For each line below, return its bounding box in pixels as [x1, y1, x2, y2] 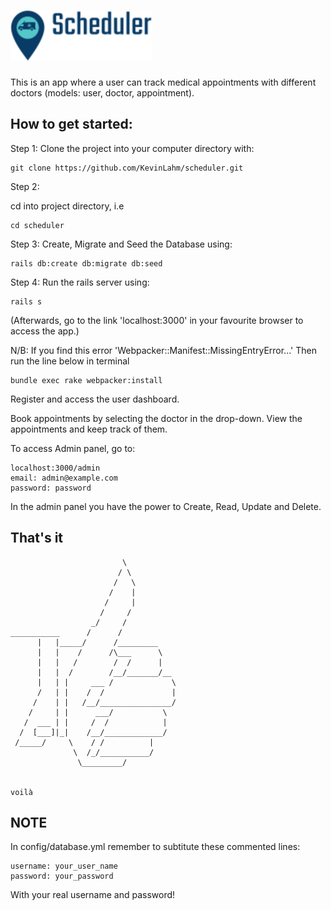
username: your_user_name [10, 861, 118, 872]
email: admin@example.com [10, 473, 118, 483]
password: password [10, 483, 92, 493]
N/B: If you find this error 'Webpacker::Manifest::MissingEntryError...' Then [10, 344, 317, 356]
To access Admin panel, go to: [10, 442, 136, 454]
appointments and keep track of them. [10, 423, 168, 435]
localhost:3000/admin [10, 463, 101, 473]
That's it [10, 530, 64, 547]
